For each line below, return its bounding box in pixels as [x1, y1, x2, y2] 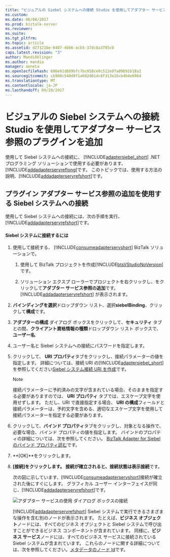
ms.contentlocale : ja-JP [5, 83, 58, 88]
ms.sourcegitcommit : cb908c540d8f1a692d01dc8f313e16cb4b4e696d [5, 74, 142, 79]
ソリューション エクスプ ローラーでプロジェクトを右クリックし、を [20, 278, 160, 285]
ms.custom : [5, 12, 28, 17]
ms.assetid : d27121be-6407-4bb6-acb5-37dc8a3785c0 [5, 45, 114, 50]
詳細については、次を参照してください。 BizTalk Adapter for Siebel [21, 436, 161, 442]
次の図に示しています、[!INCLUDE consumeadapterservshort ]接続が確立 [12, 474, 163, 480]
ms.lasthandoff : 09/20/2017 [5, 87, 65, 93]
